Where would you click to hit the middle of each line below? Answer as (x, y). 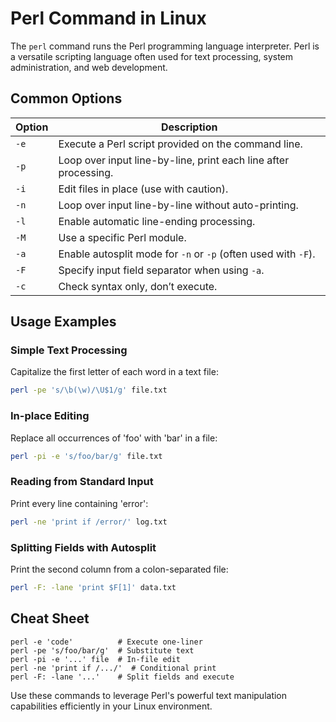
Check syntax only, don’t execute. (138, 286)
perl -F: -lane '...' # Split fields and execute (122, 677)
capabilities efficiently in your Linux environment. (111, 706)
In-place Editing (50, 416)
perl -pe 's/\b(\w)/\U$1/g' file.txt (89, 390)
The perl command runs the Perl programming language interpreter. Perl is (165, 46)
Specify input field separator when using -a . (161, 270)
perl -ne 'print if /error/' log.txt (89, 522)
